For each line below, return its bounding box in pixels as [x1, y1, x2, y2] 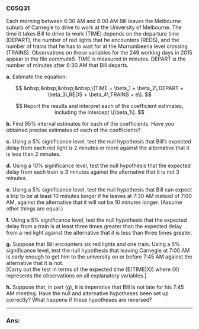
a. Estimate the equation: [6, 73, 67, 81]
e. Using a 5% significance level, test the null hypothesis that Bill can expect [6, 186, 192, 193]
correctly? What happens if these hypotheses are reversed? [6, 296, 152, 304]
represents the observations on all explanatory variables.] [6, 272, 147, 279]
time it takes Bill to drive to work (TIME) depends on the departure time [6, 30, 179, 37]
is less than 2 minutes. [6, 151, 61, 158]
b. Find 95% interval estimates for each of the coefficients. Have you [6, 120, 175, 127]
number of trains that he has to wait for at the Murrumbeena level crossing [6, 43, 188, 50]
